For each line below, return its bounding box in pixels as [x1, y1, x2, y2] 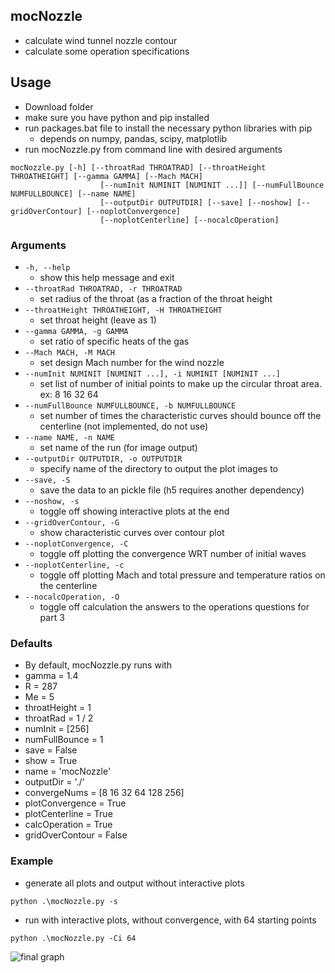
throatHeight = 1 [24, 702, 92, 714]
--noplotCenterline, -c [24, 560, 125, 570]
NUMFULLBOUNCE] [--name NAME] [10, 189, 137, 199]
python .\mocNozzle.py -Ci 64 [10, 933, 137, 943]
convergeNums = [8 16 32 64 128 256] [24, 787, 185, 799]
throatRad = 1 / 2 [24, 712, 94, 724]
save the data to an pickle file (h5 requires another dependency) [39, 484, 305, 496]
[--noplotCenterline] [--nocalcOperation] [99, 215, 280, 225]
